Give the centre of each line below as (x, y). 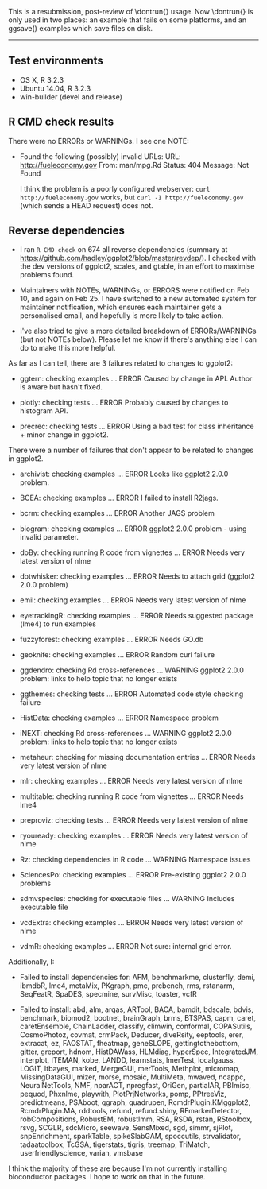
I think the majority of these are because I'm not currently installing (118, 1168)
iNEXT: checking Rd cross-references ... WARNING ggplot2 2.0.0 (126, 734)
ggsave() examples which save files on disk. (81, 28)
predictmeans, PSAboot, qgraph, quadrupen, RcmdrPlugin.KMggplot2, (135, 1102)
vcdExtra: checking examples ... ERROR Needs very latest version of (132, 923)
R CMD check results (61, 122)
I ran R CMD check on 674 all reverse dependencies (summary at (124, 250)
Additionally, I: (31, 962)
